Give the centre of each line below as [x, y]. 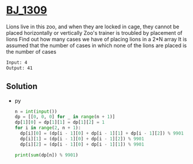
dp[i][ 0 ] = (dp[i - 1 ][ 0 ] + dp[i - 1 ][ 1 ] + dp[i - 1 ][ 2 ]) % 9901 [102, 133]
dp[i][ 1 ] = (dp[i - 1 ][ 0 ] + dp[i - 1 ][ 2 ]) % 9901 [82, 139]
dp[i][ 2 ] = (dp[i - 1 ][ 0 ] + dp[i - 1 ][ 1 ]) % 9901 [82, 144]
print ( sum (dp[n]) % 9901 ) [46, 155]
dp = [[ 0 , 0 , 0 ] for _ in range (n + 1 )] [65, 117]
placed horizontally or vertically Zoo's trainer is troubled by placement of [94, 32]
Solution [22, 86]
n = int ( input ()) [36, 111]
